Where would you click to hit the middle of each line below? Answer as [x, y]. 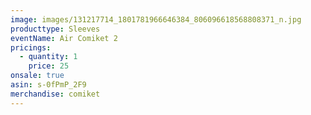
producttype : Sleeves [55, 29]
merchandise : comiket [55, 94]
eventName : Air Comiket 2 [64, 38]
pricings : [31, 47]
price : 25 [49, 66]
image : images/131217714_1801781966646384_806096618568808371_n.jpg [156, 19]
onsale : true [37, 76]
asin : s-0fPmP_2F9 [48, 85]
